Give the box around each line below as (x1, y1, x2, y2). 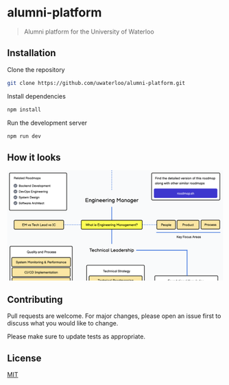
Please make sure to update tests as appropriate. (7, 332, 146, 340)
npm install (7, 106, 41, 113)
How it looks (7, 151, 61, 163)
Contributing (7, 293, 63, 306)
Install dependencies (7, 92, 67, 100)
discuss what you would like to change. (7, 319, 119, 327)
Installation (7, 47, 56, 59)
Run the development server (7, 119, 88, 127)
